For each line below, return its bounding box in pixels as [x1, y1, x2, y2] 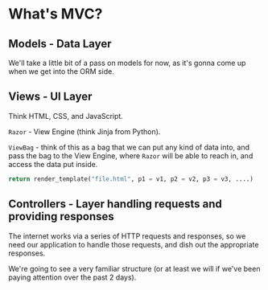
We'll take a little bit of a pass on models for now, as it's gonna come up [8, 58, 246, 67]
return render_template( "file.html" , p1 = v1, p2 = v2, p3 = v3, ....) [8, 174, 254, 183]
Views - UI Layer [8, 90, 93, 104]
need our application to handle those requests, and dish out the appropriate [8, 239, 259, 249]
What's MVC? [8, 5, 103, 23]
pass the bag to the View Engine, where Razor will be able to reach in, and [8, 150, 254, 161]
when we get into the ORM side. [8, 67, 114, 76]
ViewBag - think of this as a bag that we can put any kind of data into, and [8, 142, 250, 152]
